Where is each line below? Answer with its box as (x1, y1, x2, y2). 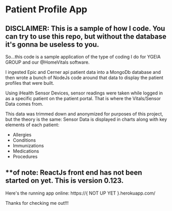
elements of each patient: (5, 122, 60, 128)
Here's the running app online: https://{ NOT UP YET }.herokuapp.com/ (5, 190, 156, 196)
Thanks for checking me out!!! (5, 200, 69, 206)
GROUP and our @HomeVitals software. (5, 59, 90, 65)
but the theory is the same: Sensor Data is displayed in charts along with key (5, 117, 167, 122)
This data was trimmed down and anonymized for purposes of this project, (5, 111, 163, 117)
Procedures (12, 154, 37, 160)
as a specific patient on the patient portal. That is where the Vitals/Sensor (5, 95, 161, 101)
